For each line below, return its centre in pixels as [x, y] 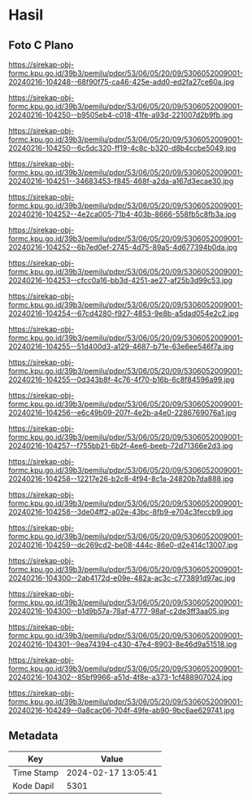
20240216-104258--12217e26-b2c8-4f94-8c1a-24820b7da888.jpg [121, 479]
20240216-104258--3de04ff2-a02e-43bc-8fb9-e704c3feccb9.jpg [121, 512]
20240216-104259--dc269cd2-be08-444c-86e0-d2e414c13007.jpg [123, 545]
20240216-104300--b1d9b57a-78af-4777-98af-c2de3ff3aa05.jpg [119, 611]
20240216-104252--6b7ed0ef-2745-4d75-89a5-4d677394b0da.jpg [123, 247]
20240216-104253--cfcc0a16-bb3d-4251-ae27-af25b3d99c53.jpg [121, 280]
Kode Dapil [33, 786]
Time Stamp [36, 773]
